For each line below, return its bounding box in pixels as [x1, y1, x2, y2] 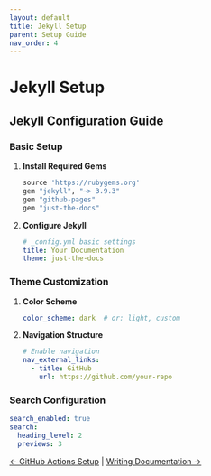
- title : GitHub [31, 364, 92, 373]
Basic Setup [9, 140, 63, 153]
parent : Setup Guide [9, 30, 87, 39]
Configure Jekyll [22, 219, 87, 230]
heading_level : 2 [17, 431, 83, 440]
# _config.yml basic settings [22, 237, 137, 247]
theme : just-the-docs [22, 254, 104, 263]
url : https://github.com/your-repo [39, 372, 173, 382]
